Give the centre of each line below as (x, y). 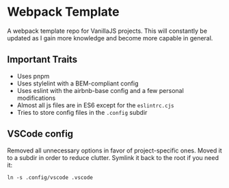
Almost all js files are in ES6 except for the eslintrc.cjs (95, 105)
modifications (36, 98)
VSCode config (40, 134)
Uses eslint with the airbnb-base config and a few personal (100, 90)
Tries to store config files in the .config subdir (82, 112)
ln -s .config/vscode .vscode (50, 177)
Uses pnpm (33, 76)
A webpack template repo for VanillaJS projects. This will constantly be (107, 31)
